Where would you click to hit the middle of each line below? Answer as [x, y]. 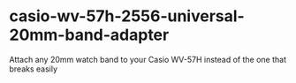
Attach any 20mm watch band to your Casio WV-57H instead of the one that [148, 59]
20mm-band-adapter [89, 35]
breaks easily [34, 69]
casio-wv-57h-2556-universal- [127, 16]
